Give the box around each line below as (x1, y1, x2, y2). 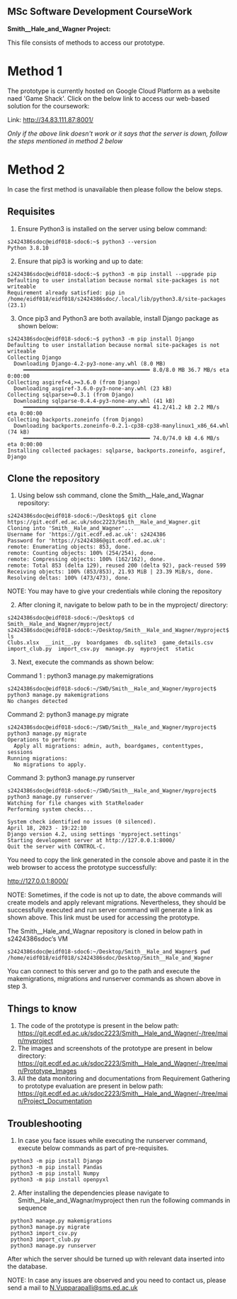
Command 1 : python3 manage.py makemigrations (7, 672, 154, 680)
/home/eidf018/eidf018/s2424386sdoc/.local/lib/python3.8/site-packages (7, 295, 226, 302)
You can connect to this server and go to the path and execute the (7, 967, 200, 975)
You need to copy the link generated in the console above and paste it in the (7, 856, 229, 864)
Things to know (7, 1002, 77, 1015)
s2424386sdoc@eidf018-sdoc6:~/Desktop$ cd (7, 614, 134, 621)
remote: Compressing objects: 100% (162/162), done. (7, 556, 166, 563)
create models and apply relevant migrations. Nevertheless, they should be (7, 898, 226, 907)
